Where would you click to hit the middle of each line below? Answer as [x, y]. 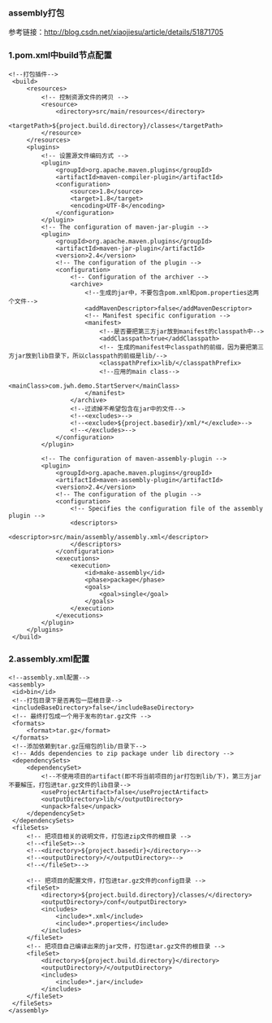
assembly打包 [37, 12]
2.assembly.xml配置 [49, 659]
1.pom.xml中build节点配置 [60, 55]
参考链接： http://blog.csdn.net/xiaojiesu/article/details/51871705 [116, 32]
